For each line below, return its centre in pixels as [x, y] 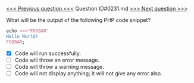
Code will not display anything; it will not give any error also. [88, 73]
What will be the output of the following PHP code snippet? [78, 20]
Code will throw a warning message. [59, 66]
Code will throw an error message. [57, 60]
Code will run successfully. [48, 53]
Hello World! [22, 36]
